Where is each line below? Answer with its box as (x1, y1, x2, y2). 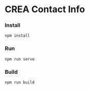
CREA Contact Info (5, 4, 85, 15)
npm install (5, 33, 30, 39)
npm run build (5, 80, 35, 85)
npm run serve (5, 56, 35, 62)
